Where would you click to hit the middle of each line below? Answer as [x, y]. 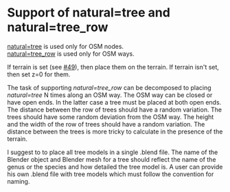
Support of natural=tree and [89, 13]
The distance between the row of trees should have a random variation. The [114, 109]
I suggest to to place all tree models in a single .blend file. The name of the [113, 152]
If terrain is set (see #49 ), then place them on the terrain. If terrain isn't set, [113, 67]
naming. [19, 181]
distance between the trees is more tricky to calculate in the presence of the [115, 131]
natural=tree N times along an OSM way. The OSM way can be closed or [110, 95]
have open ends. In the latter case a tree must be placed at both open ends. [114, 102]
